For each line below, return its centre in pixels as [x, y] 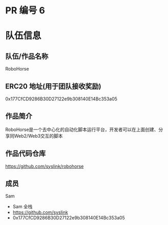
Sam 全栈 [22, 207]
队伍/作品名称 [27, 56]
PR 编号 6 [25, 10]
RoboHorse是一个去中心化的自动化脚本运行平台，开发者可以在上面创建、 [82, 129]
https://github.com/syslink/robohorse [45, 166]
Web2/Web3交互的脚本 [38, 136]
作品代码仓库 [26, 154]
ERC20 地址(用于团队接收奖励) [53, 86]
